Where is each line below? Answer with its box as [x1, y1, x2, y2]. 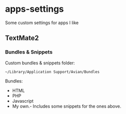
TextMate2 [5, 34, 39, 42]
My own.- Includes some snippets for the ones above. [12, 103, 122, 109]
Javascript [12, 98, 34, 104]
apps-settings [5, 3, 64, 15]
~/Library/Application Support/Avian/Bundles [5, 69, 100, 74]
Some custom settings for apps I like [5, 20, 79, 26]
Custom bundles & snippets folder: [5, 60, 75, 66]
